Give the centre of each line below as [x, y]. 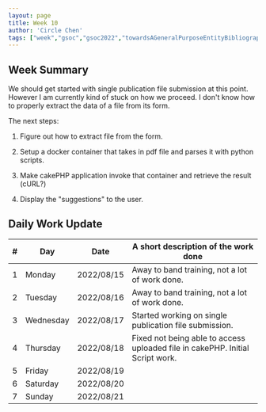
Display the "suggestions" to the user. [82, 200]
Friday [37, 371]
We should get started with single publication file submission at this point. [128, 89]
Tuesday [41, 297]
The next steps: [34, 121]
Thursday [43, 348]
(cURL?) [33, 184]
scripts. [32, 160]
